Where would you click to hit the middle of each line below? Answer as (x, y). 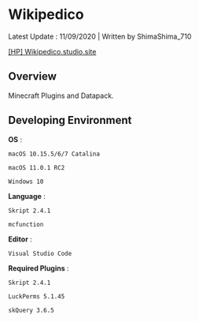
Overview (33, 77)
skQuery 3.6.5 (31, 310)
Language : (27, 196)
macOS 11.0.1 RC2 (37, 167)
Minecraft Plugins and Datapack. (61, 95)
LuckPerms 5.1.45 (37, 296)
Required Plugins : (39, 268)
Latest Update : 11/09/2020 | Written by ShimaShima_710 (100, 36)
